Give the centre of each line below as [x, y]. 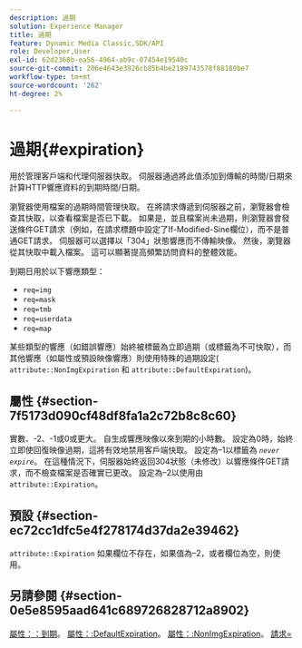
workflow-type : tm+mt [50, 77]
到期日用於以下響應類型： [57, 271]
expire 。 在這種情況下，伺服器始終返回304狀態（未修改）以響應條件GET [146, 461]
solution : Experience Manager [67, 26]
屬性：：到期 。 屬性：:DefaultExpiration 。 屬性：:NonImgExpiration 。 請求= [151, 633]
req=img [37, 290]
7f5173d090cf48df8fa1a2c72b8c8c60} [123, 415]
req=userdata [47, 319]
